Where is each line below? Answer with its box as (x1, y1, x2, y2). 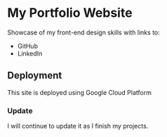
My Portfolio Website (7, 5, 133, 21)
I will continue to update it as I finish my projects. (7, 122, 149, 131)
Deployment (7, 70, 62, 81)
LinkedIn (17, 49, 43, 58)
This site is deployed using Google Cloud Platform (7, 88, 152, 96)
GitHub (17, 41, 39, 50)
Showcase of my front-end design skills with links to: (7, 28, 160, 37)
